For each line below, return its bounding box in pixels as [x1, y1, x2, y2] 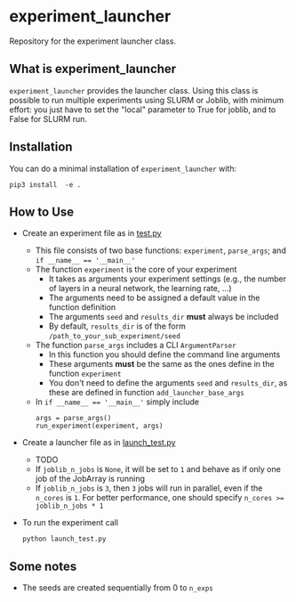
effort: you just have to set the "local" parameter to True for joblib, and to [9, 104, 276, 115]
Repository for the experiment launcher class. [9, 36, 176, 46]
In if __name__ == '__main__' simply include [35, 396, 200, 407]
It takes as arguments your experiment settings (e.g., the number [48, 273, 287, 284]
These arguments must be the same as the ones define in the [48, 359, 275, 370]
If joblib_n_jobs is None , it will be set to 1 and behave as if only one [35, 464, 282, 475]
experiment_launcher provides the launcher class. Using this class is [9, 85, 259, 95]
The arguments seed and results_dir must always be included [48, 312, 279, 322]
